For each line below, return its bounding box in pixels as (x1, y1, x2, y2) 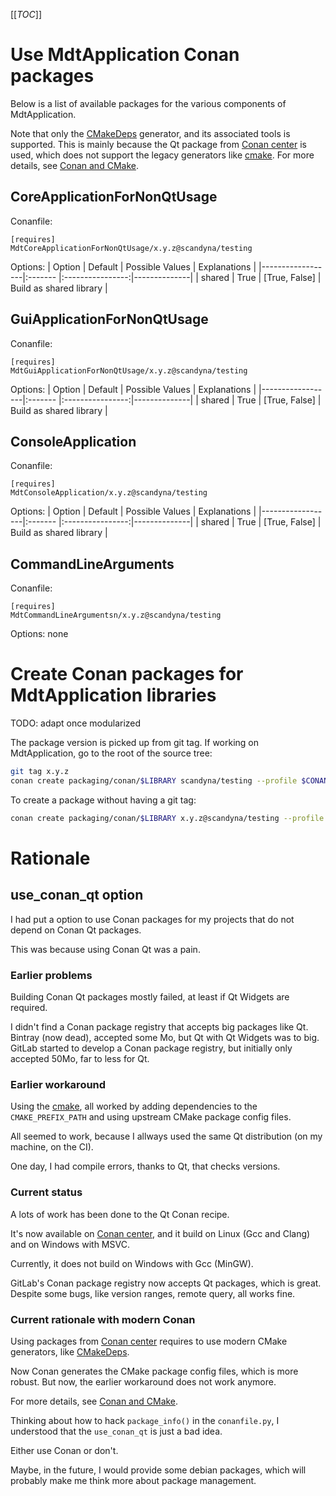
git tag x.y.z (10, 767, 70, 777)
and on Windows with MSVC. (10, 1238, 130, 1250)
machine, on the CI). (10, 1141, 94, 1153)
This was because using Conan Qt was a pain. (10, 943, 201, 955)
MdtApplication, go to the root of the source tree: (10, 747, 213, 759)
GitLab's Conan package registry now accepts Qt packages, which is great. (10, 1277, 322, 1289)
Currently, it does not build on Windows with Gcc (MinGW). (10, 1257, 254, 1269)
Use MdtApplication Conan (10, 44, 240, 66)
